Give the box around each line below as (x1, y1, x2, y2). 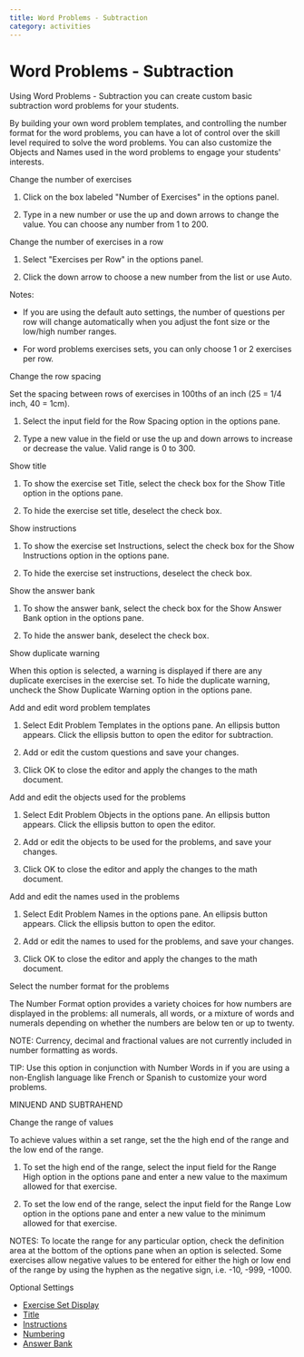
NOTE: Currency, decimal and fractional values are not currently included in (9, 1036, 292, 1047)
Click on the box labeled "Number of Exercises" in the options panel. (22, 192, 279, 202)
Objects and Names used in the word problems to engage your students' (9, 147, 281, 158)
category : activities (9, 22, 92, 31)
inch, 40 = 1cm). (9, 398, 71, 409)
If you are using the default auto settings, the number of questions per (22, 307, 286, 318)
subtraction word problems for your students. (9, 101, 180, 112)
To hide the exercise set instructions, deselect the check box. (22, 568, 252, 579)
